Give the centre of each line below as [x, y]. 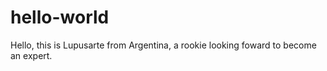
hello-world [60, 17]
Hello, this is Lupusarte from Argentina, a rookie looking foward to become [163, 45]
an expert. [31, 55]
